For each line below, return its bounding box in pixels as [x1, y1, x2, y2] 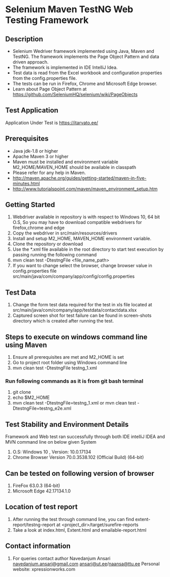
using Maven [5, 340, 47, 349]
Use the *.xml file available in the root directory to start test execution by [12, 246, 164, 252]
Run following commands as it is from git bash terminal [5, 378, 144, 385]
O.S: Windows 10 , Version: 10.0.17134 [12, 449, 91, 455]
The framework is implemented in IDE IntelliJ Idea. [12, 65, 118, 70]
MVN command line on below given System [5, 439, 96, 445]
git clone [12, 389, 31, 395]
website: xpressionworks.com [12, 566, 76, 572]
